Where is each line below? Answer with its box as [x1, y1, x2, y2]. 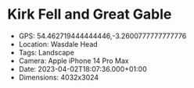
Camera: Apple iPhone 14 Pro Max [18, 56, 130, 65]
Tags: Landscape [18, 48, 75, 57]
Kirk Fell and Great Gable [7, 5, 172, 23]
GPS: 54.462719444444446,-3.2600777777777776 [18, 31, 187, 40]
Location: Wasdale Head [18, 39, 99, 48]
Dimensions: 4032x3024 [18, 72, 99, 82]
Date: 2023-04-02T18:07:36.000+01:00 [18, 64, 148, 73]
